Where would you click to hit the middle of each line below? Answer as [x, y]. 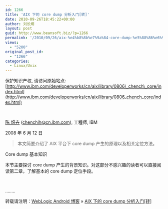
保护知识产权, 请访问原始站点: [36, 81]
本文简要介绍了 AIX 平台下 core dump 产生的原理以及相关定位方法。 [87, 144]
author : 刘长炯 [20, 24]
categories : [17, 61]
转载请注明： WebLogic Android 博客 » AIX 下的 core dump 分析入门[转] [78, 201]
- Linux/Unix [23, 66]
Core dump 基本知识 [26, 154]
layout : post [19, 29]
